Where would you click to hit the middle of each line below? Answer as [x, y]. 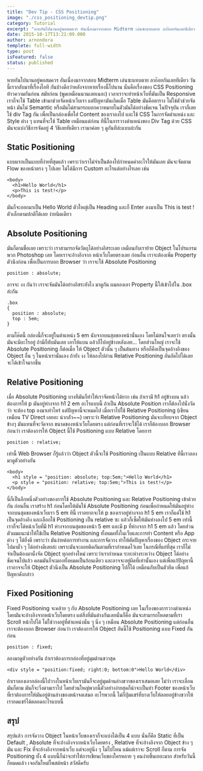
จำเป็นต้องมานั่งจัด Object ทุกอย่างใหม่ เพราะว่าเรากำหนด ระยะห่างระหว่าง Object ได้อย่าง [98, 553]
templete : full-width [34, 46]
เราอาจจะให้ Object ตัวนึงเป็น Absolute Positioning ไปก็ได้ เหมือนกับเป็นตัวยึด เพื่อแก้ [98, 567]
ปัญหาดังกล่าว [21, 574]
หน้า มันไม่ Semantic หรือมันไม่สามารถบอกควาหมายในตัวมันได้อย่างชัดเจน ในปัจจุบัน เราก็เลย [101, 107]
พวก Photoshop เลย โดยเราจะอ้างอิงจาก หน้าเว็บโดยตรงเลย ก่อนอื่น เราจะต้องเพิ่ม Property [102, 255]
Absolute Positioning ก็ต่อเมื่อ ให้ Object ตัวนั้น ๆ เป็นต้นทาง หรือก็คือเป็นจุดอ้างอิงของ [98, 349]
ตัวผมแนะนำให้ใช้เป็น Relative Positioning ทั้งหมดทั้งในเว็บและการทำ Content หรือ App [101, 533]
